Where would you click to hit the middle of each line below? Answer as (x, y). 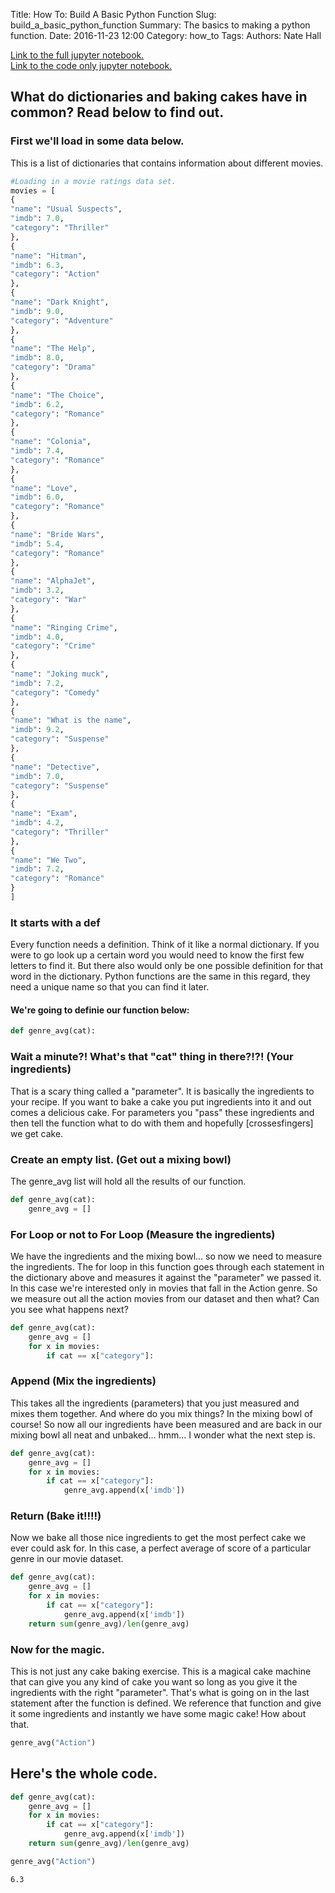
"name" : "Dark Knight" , (60, 302)
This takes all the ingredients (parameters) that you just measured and (155, 1403)
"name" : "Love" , (44, 488)
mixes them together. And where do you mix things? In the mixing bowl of (161, 1413)
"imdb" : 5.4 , (37, 544)
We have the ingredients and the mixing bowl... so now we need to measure (166, 1256)
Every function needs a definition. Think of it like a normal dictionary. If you (165, 945)
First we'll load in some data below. (97, 141)
